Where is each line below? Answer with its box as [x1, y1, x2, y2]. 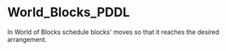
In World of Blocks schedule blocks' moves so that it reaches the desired [7, 28, 220, 36]
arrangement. [7, 35, 47, 43]
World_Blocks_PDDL [7, 4, 131, 21]
